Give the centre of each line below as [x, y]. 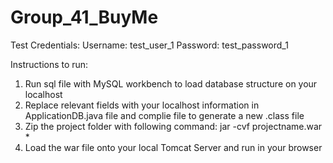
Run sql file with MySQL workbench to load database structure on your [171, 83]
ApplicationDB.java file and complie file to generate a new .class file [164, 115]
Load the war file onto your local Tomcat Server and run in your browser [173, 147]
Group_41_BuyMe [84, 17]
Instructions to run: [49, 64]
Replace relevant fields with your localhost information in [142, 105]
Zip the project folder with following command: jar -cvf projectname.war [173, 126]
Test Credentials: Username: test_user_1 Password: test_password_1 [149, 45]
